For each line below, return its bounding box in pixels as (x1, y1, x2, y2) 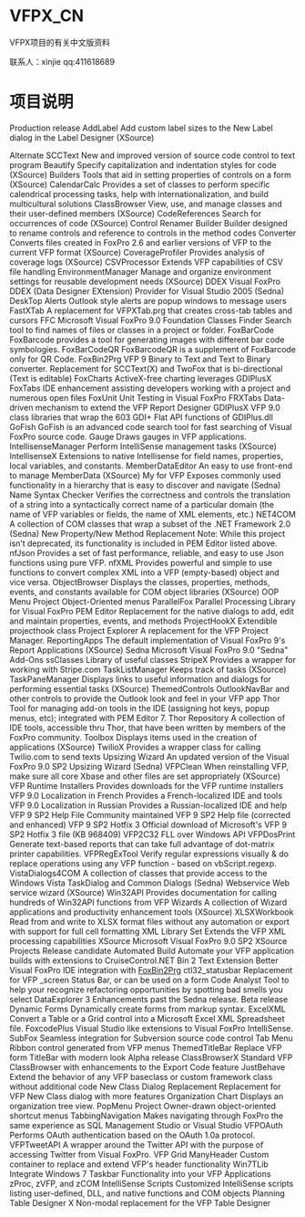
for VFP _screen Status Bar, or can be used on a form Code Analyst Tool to (9, 974, 290, 985)
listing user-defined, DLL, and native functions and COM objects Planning (9, 1188, 285, 1199)
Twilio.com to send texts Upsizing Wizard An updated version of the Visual (9, 750, 290, 762)
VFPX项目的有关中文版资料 (9, 37, 111, 47)
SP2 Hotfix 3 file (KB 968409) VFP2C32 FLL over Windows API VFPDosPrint (9, 828, 296, 840)
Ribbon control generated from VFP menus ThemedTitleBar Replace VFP (9, 1042, 282, 1053)
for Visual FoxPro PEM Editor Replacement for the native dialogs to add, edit (9, 605, 294, 616)
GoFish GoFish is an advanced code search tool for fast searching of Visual (9, 421, 293, 432)
